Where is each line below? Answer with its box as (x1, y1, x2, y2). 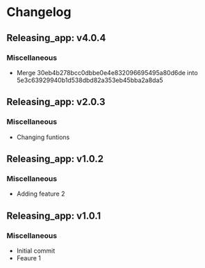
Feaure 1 (16, 253, 41, 262)
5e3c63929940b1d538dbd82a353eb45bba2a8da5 (16, 76, 164, 84)
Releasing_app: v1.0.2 (6, 152, 104, 164)
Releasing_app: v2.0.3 (6, 96, 106, 108)
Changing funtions (16, 133, 70, 141)
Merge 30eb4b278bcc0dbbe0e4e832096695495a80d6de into (16, 68, 199, 77)
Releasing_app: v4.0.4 (6, 32, 106, 44)
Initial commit (16, 246, 56, 255)
